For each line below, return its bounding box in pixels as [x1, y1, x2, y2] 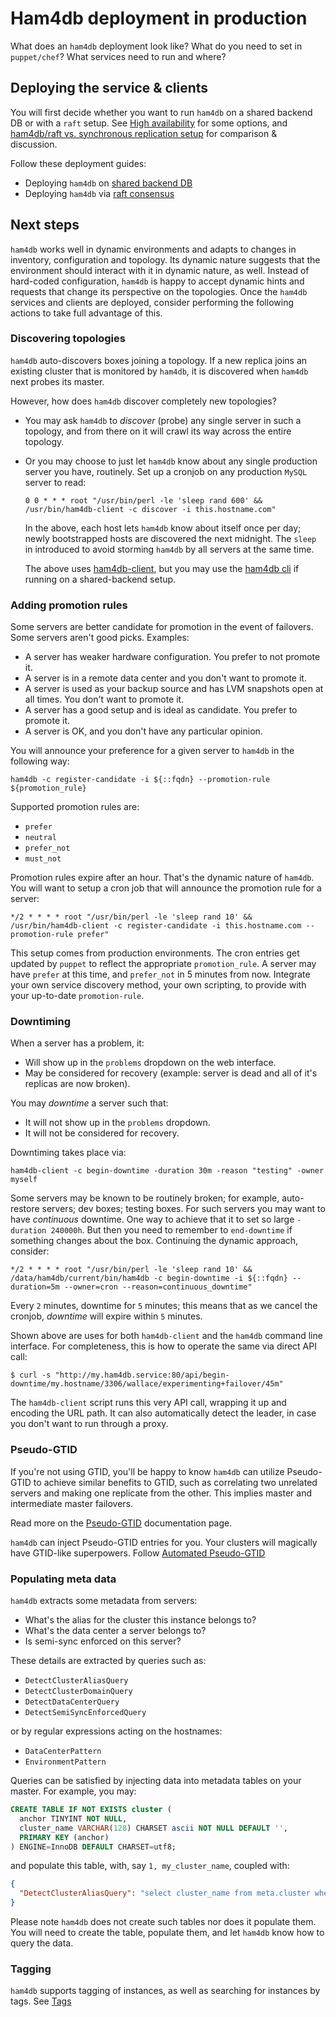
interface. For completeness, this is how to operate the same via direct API [10, 1340, 317, 1352]
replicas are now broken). [24, 1078, 131, 1090]
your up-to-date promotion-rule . [10, 990, 145, 1002]
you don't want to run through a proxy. [10, 1418, 169, 1430]
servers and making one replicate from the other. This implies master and [10, 1487, 313, 1499]
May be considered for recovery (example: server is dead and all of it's [24, 1067, 318, 1079]
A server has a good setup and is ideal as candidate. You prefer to [24, 704, 298, 716]
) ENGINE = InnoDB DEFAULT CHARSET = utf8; [10, 1842, 177, 1852]
